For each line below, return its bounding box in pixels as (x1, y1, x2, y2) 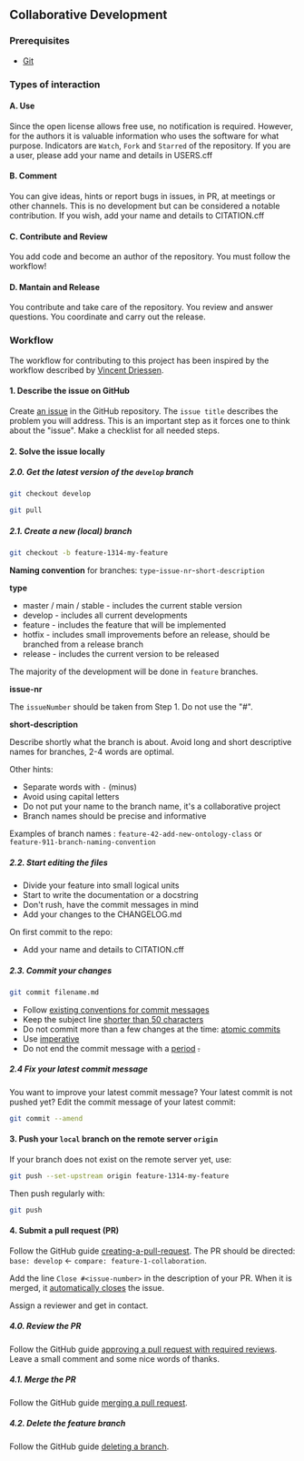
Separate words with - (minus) (22, 781, 138, 792)
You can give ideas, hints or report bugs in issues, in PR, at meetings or (9, 191, 276, 202)
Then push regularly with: (9, 1187, 105, 1199)
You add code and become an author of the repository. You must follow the (9, 251, 290, 262)
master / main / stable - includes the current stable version (22, 600, 242, 611)
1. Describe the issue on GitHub (9, 386, 130, 397)
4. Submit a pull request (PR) (9, 1225, 120, 1236)
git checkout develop (9, 489, 92, 499)
